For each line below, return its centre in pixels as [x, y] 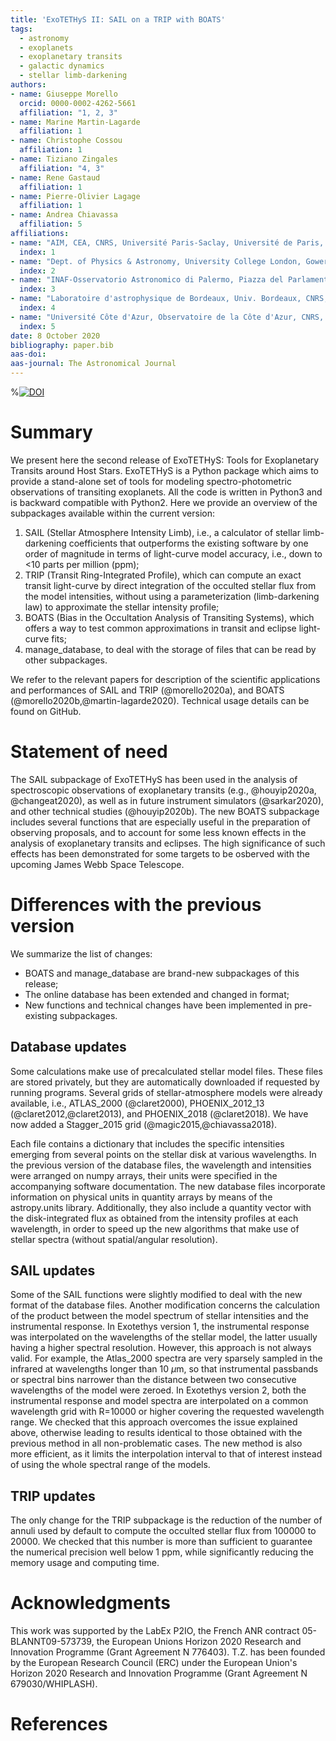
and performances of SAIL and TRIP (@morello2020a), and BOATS [147, 690]
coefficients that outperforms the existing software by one [188, 543]
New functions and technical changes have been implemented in [158, 1005]
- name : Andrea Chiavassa [64, 215]
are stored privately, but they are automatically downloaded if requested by [165, 1082]
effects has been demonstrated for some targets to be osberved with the [160, 853]
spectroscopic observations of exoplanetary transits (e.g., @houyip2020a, [163, 790]
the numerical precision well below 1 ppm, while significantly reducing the [162, 1552]
